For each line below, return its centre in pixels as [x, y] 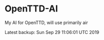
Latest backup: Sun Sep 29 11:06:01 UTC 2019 [52, 32]
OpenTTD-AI [31, 9]
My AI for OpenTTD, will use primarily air [46, 22]
